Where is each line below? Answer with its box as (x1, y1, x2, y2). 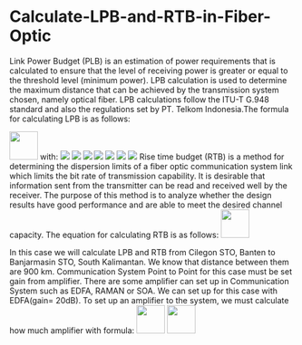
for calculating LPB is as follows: (9, 113, 131, 124)
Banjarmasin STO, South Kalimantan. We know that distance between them (9, 256, 290, 267)
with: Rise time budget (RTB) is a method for (39, 151, 285, 162)
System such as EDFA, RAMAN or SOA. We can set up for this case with (9, 285, 278, 296)
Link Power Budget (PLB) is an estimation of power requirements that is (9, 55, 277, 66)
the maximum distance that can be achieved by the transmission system (9, 84, 279, 95)
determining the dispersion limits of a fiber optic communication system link (9, 160, 293, 171)
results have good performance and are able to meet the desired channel (9, 199, 283, 210)
